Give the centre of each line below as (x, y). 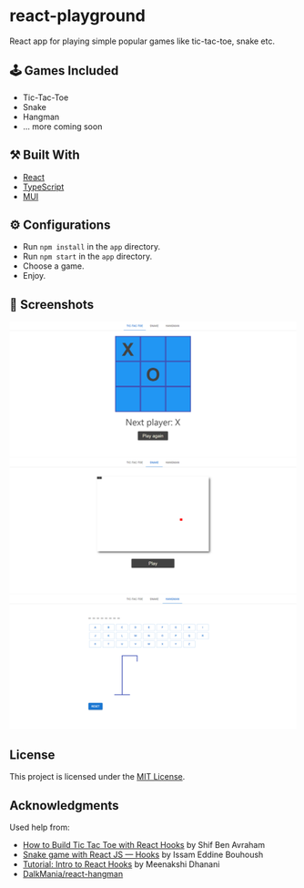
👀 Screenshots (52, 305)
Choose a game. (53, 266)
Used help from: (40, 827)
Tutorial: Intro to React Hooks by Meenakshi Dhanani (121, 864)
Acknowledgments (65, 806)
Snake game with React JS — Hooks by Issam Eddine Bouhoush (143, 855)
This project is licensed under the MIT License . (97, 777)
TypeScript (43, 187)
